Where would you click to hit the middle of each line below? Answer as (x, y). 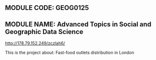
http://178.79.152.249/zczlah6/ (35, 43)
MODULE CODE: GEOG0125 (47, 8)
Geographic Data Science (44, 31)
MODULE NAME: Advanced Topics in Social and (78, 24)
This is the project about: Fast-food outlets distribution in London (70, 53)
